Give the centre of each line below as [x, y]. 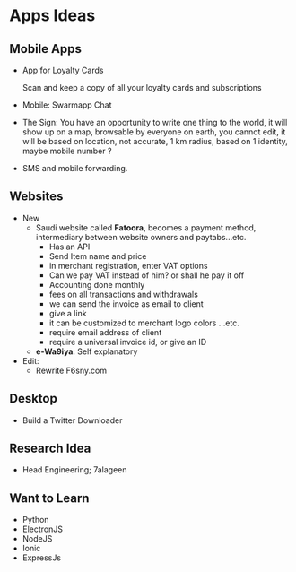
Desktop [34, 399]
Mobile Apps [46, 49]
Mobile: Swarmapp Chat [67, 105]
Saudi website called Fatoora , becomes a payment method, [146, 227]
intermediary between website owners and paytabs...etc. [141, 237]
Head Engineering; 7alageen [74, 470]
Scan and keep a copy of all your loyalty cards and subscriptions [142, 87]
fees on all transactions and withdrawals [124, 294]
